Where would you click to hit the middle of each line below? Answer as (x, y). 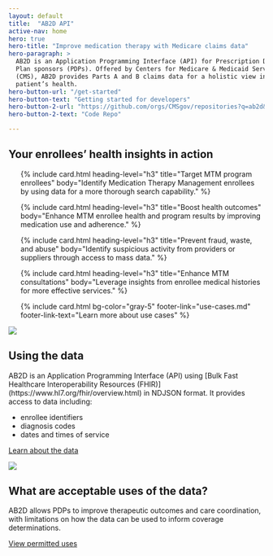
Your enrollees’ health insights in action (111, 154)
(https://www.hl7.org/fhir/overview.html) (75, 392)
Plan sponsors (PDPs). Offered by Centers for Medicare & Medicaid (132, 69)
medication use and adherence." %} (80, 224)
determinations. (35, 528)
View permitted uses (43, 544)
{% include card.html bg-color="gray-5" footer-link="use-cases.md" (135, 306)
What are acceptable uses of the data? (108, 491)
